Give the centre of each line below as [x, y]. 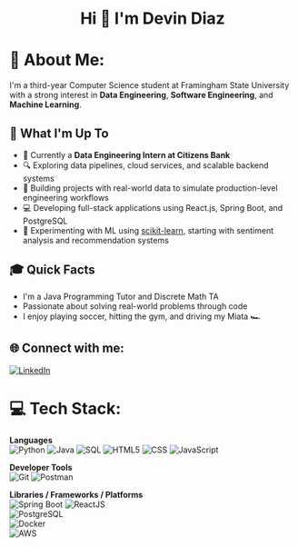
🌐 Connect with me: [67, 348]
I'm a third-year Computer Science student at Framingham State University [149, 85]
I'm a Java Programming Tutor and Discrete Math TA [121, 296]
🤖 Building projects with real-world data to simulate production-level [150, 188]
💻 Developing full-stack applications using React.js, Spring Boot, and [153, 207]
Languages [31, 440]
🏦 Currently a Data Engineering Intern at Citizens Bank [126, 154]
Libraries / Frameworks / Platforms [76, 494]
